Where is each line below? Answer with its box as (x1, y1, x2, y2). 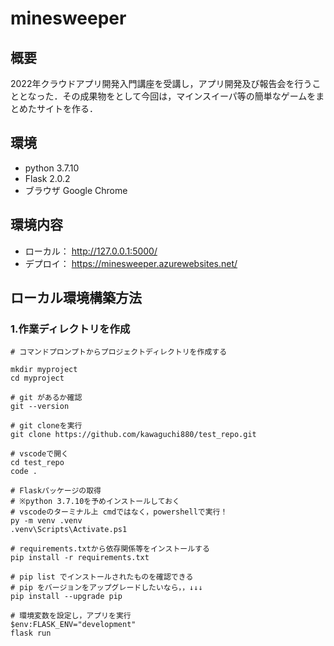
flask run (10, 628, 52, 639)
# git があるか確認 (10, 393, 83, 403)
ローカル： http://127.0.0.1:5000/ (24, 245, 158, 257)
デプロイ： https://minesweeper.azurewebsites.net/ (24, 257, 238, 269)
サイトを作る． (36, 103, 98, 114)
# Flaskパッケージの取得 (10, 486, 102, 496)
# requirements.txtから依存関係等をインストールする (10, 544, 210, 554)
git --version (10, 402, 70, 412)
